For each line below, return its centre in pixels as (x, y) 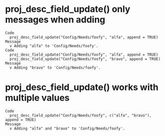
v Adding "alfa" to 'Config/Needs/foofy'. (54, 46)
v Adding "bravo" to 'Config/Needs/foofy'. (55, 68)
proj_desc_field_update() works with (82, 87)
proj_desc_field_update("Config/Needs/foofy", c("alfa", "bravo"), (81, 115)
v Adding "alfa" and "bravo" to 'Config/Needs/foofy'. (67, 128)
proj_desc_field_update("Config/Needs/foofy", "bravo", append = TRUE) (85, 59)
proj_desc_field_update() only (68, 9)
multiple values (37, 98)
